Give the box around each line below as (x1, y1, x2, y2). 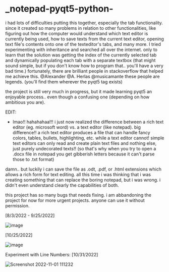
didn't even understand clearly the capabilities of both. (5, 182, 120, 188)
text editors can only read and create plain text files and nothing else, (12, 140, 157, 146)
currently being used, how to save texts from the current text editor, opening (5, 36, 164, 42)
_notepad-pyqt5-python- (5, 3, 114, 15)
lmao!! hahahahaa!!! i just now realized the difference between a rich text (12, 119, 164, 125)
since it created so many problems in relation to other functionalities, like (5, 25, 156, 31)
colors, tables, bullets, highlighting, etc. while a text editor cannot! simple (12, 135, 164, 141)
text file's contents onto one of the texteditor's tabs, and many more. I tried (5, 41, 161, 47)
